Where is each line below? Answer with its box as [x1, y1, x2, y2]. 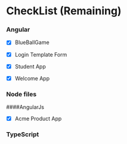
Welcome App [14, 74, 49, 82]
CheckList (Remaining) [6, 4, 122, 18]
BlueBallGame [14, 39, 49, 46]
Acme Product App [14, 115, 62, 123]
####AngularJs [6, 104, 45, 111]
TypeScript [6, 130, 39, 139]
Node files [6, 90, 37, 98]
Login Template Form [14, 51, 67, 58]
